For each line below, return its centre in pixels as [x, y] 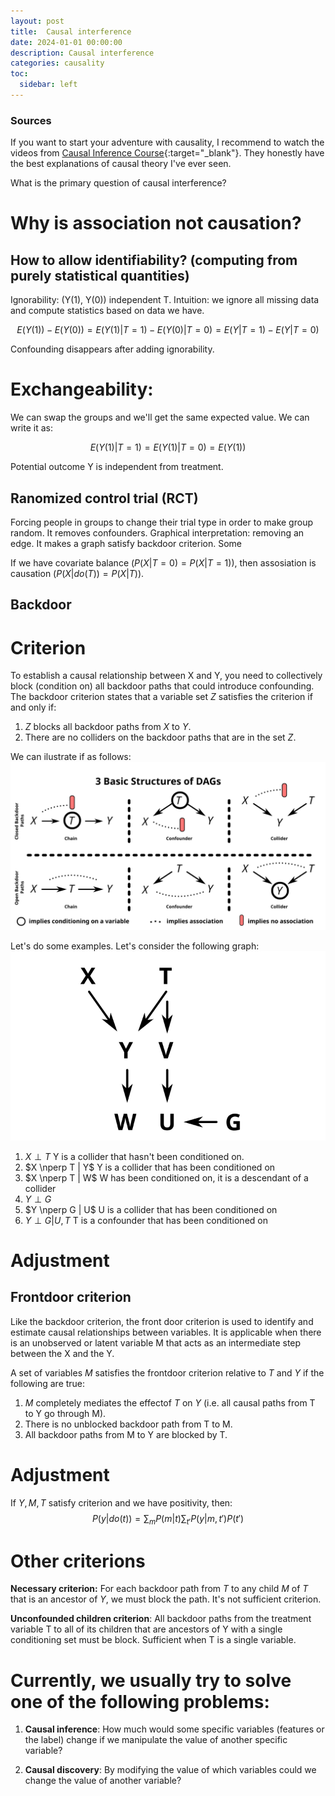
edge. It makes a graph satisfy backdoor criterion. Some [126, 543]
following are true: [48, 1383]
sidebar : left [48, 85]
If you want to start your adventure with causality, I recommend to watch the [167, 142]
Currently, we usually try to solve [151, 1680]
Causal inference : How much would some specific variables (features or [174, 1729]
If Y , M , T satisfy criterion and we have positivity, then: [121, 1502]
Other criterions [78, 1561]
